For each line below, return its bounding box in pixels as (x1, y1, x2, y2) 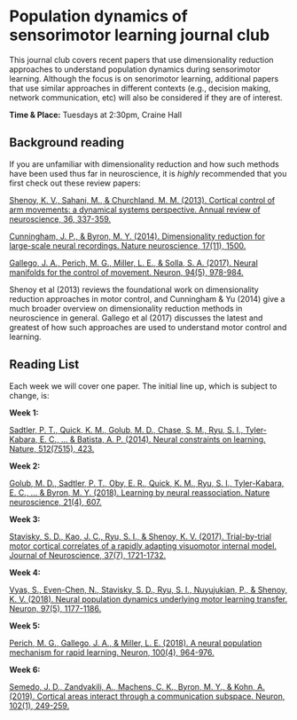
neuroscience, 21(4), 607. (9, 496, 102, 507)
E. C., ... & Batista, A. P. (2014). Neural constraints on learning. (39, 433, 266, 445)
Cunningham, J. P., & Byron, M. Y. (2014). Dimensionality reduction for (9, 231, 266, 241)
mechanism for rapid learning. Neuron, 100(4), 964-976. (9, 646, 215, 658)
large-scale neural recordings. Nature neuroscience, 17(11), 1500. (9, 240, 246, 250)
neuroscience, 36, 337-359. (9, 213, 112, 224)
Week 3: (9, 513, 41, 525)
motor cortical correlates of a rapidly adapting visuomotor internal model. (9, 540, 277, 551)
